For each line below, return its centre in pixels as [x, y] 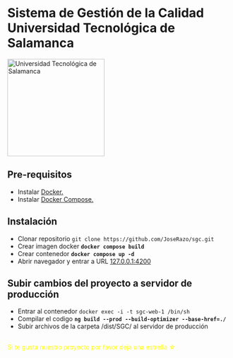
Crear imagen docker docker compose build [81, 246]
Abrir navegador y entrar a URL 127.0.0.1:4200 [84, 261]
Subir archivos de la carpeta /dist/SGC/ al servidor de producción [113, 326]
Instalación [32, 222]
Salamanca [41, 43]
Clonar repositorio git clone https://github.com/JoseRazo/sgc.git [116, 238]
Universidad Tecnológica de [91, 28]
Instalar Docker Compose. [55, 199]
